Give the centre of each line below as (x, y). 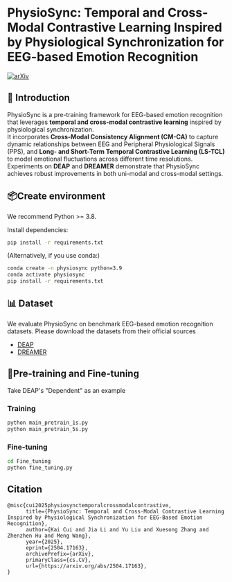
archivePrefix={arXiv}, (60, 554)
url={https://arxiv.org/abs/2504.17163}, (86, 566)
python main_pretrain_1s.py (48, 423)
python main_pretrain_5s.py (48, 429)
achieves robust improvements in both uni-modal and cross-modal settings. (115, 173)
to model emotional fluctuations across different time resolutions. (100, 159)
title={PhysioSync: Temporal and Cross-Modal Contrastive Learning (125, 511)
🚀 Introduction (39, 98)
